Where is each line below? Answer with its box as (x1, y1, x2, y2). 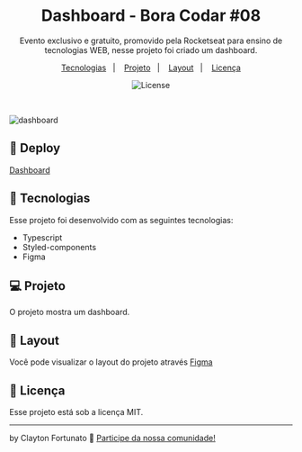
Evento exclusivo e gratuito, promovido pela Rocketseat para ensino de (19, 35, 283, 46)
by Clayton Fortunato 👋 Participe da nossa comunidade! (9, 433, 216, 443)
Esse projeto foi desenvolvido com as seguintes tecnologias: (9, 214, 234, 225)
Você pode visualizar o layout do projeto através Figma (9, 357, 213, 367)
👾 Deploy (9, 140, 61, 156)
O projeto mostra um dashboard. (9, 307, 130, 318)
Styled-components (22, 241, 97, 252)
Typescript (22, 231, 63, 243)
